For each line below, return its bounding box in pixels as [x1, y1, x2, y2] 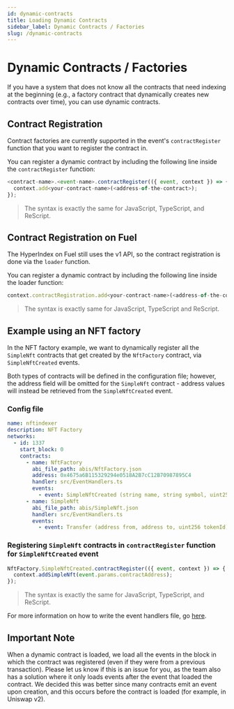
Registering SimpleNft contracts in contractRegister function [7, 541, 216, 550]
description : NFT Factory [7, 427, 82, 434]
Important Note [7, 631, 75, 643]
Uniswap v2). [7, 695, 45, 703]
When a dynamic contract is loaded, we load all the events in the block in [7, 650, 217, 659]
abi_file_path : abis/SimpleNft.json [32, 504, 139, 511]
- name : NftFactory [25, 459, 82, 466]
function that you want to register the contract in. [7, 144, 148, 152]
